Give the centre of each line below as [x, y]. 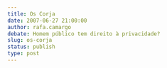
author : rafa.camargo [39, 27]
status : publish [31, 47]
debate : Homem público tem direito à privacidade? [84, 34]
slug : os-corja [30, 40]
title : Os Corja [31, 14]
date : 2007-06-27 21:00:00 [47, 21]
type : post [23, 54]
